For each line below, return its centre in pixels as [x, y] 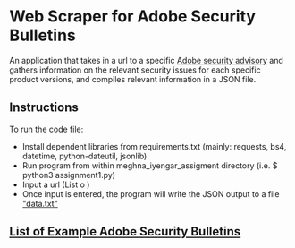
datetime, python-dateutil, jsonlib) [84, 156]
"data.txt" [40, 203]
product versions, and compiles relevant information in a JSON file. [133, 79]
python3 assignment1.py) [69, 175]
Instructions [44, 108]
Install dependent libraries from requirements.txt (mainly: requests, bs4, [154, 146]
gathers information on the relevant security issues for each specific [135, 70]
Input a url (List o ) [56, 184]
